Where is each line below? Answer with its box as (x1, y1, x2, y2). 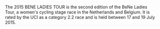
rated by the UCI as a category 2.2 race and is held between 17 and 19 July (5, 14, 155, 20)
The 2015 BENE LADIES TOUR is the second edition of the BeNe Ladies (5, 4, 147, 10)
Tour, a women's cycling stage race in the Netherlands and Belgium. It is (5, 9, 150, 15)
